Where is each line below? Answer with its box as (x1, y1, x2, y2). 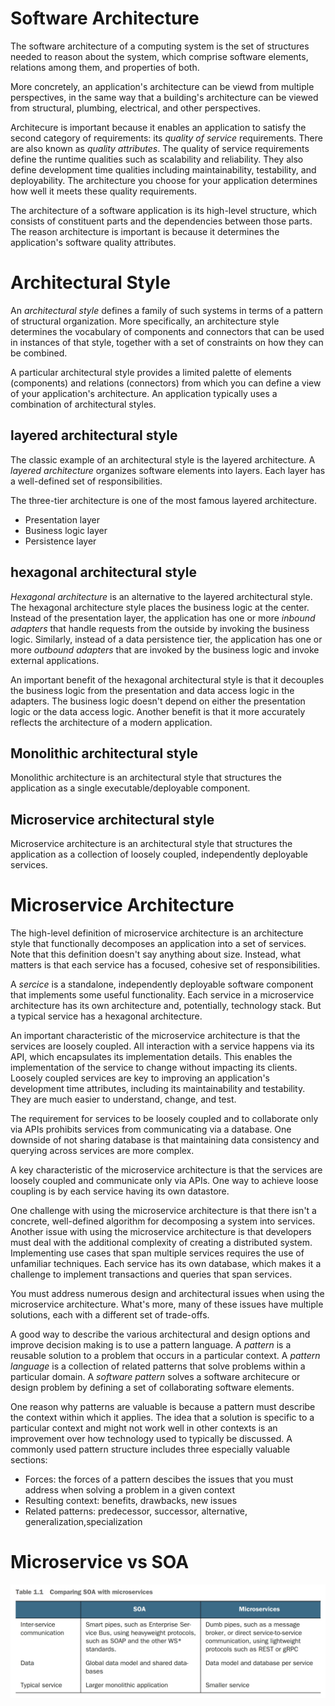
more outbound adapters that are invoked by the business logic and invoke (10, 643, 320, 656)
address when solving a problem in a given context (24, 1484, 236, 1496)
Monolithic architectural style (10, 745, 199, 762)
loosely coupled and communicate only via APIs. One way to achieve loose (10, 1175, 319, 1187)
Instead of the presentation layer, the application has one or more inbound (10, 612, 316, 624)
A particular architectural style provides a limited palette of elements (10, 366, 292, 378)
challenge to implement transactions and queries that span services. (10, 1268, 293, 1281)
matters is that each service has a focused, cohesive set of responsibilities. (10, 959, 321, 971)
